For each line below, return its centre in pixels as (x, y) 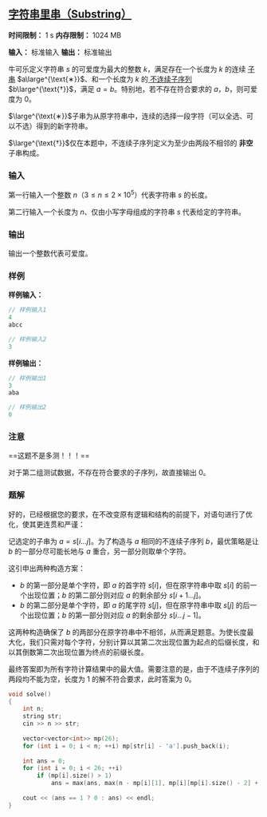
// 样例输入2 (27, 339)
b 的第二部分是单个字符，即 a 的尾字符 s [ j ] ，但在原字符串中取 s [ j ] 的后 (135, 605)
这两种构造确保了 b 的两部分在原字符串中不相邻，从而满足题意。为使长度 (128, 632)
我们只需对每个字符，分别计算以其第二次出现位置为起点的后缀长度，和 (144, 642)
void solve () (30, 694)
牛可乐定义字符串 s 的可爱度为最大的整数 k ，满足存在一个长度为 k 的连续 (127, 69)
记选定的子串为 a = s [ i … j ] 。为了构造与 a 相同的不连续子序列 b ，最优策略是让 (133, 541)
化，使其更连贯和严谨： (47, 524)
